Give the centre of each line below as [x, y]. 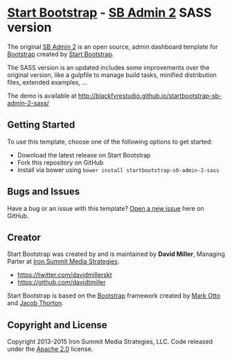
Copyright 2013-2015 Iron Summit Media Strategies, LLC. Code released [110, 342]
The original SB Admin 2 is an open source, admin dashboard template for [113, 46]
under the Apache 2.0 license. [50, 349]
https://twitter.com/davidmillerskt [64, 275]
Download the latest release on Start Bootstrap [84, 155]
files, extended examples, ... [47, 82]
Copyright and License [57, 325]
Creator [24, 237]
